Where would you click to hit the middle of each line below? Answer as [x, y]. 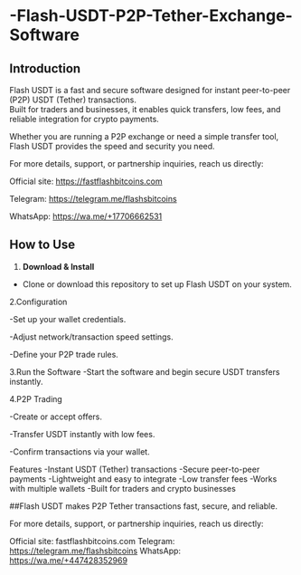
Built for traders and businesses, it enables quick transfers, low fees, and [145, 109]
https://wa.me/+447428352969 [69, 560]
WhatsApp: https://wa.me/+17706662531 [86, 216]
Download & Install [58, 266]
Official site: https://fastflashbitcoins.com [86, 181]
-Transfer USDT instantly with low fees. [82, 434]
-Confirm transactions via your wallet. [80, 451]
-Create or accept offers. [56, 417]
